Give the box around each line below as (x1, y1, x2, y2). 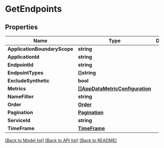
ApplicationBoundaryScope (7, 45, 74, 52)
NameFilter (7, 93, 34, 100)
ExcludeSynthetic (7, 77, 50, 84)
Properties (5, 23, 38, 31)
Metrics (7, 85, 26, 92)
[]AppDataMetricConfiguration (78, 85, 151, 92)
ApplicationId (7, 54, 40, 60)
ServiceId (7, 117, 31, 124)
